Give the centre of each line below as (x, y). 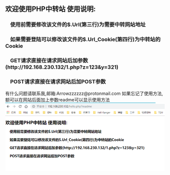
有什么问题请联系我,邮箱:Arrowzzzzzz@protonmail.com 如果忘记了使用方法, (84, 94)
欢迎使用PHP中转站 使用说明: (51, 9)
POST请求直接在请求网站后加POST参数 (58, 82)
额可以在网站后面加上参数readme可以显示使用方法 (58, 100)
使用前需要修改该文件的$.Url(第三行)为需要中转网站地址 (78, 25)
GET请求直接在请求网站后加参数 (49, 61)
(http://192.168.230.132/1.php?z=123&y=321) (62, 67)
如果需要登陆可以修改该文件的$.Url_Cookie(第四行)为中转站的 (85, 39)
